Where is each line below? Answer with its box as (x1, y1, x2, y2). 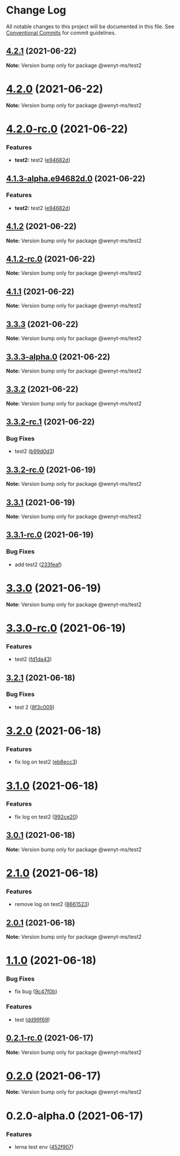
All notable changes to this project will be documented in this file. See (6, 23, 175, 30)
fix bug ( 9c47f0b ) (14, 988, 57, 995)
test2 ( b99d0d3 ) (14, 448, 55, 455)
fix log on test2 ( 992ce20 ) (14, 813, 78, 820)
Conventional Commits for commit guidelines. (6, 29, 116, 36)
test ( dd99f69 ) (14, 1016, 50, 1023)
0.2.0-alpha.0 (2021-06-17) (6, 1109, 144, 1123)
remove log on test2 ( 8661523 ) (14, 901, 90, 908)
